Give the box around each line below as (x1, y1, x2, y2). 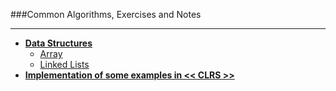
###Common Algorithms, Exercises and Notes (10, 9, 202, 20)
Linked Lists (39, 59, 90, 70)
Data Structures (24, 37, 93, 49)
